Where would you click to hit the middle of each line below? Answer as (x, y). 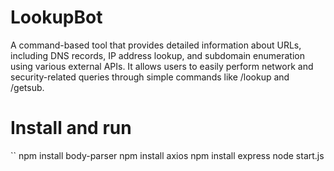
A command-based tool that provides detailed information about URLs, (156, 45)
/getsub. (27, 87)
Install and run (71, 128)
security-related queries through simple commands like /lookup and (150, 77)
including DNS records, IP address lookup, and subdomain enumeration (157, 55)
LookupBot (56, 17)
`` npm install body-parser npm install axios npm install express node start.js (167, 155)
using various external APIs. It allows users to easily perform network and (162, 66)
